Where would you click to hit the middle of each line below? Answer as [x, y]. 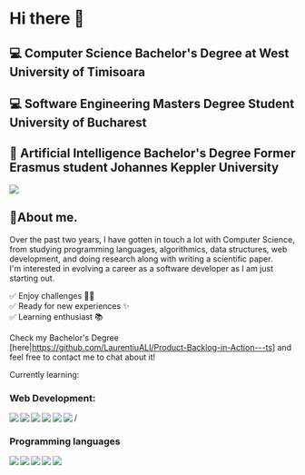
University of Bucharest [78, 122]
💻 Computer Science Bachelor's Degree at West [149, 53]
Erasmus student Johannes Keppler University [144, 168]
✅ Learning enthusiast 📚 [56, 316]
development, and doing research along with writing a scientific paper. [141, 259]
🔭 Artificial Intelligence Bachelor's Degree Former [152, 153]
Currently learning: [44, 374]
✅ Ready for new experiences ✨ [69, 306]
